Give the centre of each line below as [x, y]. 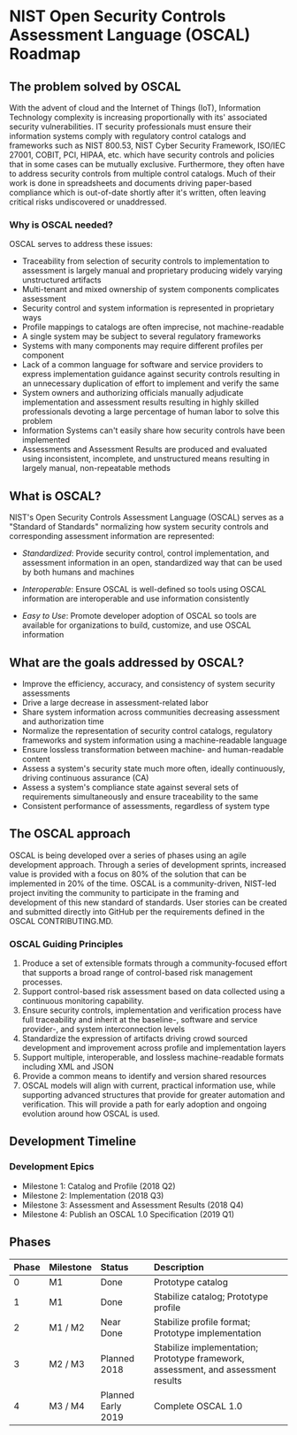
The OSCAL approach [70, 834]
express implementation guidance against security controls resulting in [151, 374]
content [36, 759]
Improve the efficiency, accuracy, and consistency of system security [148, 683]
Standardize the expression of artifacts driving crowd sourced [135, 1038]
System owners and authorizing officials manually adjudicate [133, 393]
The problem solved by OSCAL [95, 86]
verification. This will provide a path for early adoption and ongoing [144, 1105]
